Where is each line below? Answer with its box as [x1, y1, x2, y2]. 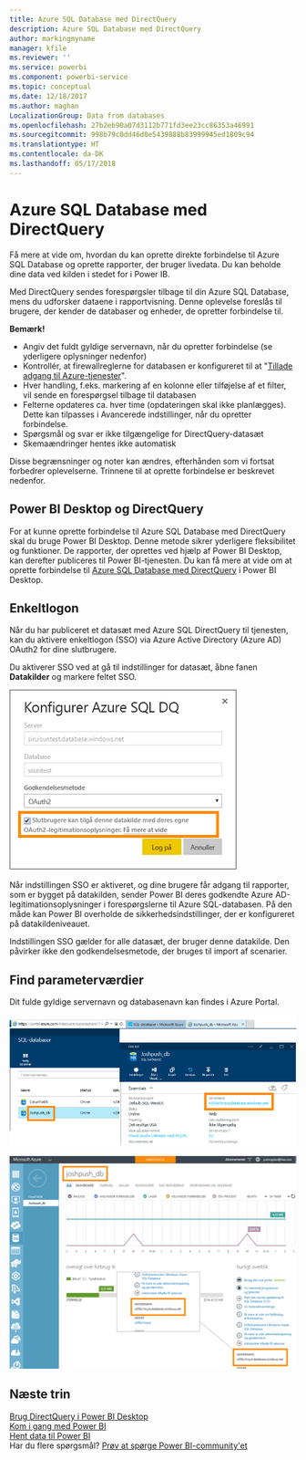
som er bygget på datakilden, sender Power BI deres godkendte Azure [9, 890, 274, 901]
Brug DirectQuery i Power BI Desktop [9, 1411, 148, 1422]
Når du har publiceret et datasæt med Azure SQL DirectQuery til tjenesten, [9, 625, 289, 636]
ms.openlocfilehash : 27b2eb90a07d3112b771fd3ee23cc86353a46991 [9, 120, 255, 130]
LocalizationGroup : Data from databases [9, 110, 166, 120]
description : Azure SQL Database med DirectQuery [9, 24, 202, 34]
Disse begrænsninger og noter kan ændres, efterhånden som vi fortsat [9, 455, 275, 466]
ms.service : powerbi [9, 63, 88, 72]
